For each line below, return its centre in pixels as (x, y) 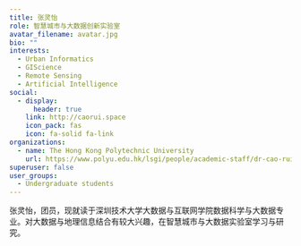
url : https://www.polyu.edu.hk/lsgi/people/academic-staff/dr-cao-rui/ (162, 159)
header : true (57, 109)
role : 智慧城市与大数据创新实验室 (65, 26)
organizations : (38, 142)
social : (24, 92)
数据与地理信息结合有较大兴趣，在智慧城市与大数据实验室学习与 (158, 222)
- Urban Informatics (56, 59)
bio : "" (24, 42)
